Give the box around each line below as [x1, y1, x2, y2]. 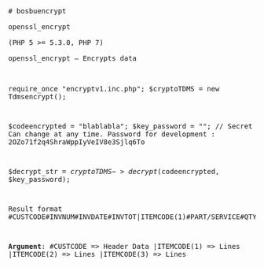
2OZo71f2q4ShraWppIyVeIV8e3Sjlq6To [8, 138, 145, 146]
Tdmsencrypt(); [8, 92, 67, 101]
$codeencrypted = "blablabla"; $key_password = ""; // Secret [8, 122, 253, 131]
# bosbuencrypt [8, 7, 67, 15]
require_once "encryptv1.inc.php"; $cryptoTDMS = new [8, 84, 220, 93]
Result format [8, 205, 63, 213]
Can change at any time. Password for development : [8, 130, 216, 139]
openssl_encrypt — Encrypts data [8, 54, 137, 62]
